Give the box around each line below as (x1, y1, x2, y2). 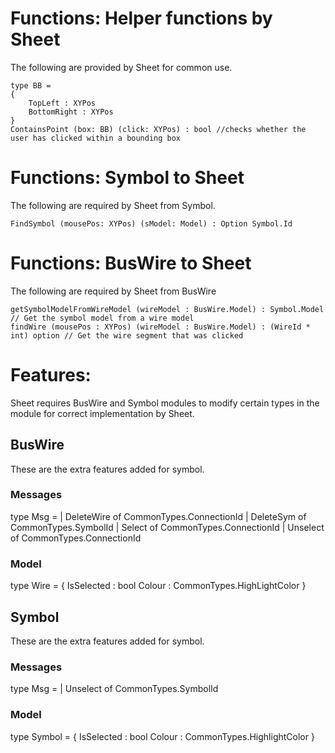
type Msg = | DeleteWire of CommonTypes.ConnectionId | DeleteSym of (10, 510, 307, 522)
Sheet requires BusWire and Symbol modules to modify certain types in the (10, 397, 320, 409)
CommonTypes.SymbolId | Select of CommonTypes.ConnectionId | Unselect (10, 521, 325, 533)
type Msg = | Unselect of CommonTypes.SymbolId (10, 683, 219, 695)
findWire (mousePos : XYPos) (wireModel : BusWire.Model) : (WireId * (10, 322, 311, 332)
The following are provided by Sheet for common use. (10, 61, 233, 73)
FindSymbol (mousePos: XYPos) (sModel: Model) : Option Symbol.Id (10, 218, 293, 229)
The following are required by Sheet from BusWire (10, 285, 217, 297)
